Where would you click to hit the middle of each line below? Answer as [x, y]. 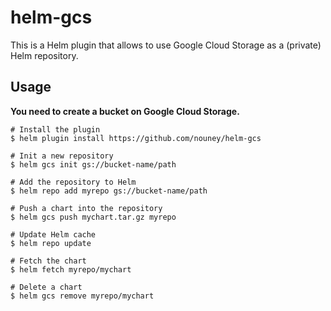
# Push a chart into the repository [86, 208]
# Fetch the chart [48, 261]
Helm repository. [44, 55]
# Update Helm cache [53, 234]
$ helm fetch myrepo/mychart [71, 269]
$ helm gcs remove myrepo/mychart [82, 296]
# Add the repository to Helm [73, 182]
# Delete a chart [46, 287]
